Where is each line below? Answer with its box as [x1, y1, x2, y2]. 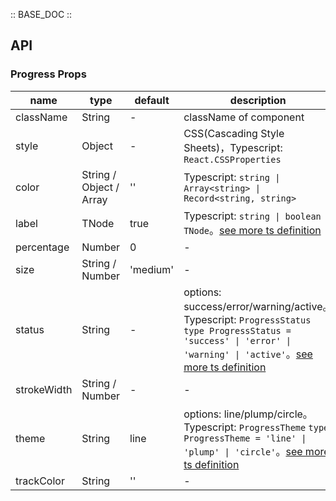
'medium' [129, 262, 175, 276]
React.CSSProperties [183, 154, 282, 165]
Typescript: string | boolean [183, 209, 322, 223]
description [229, 93, 287, 107]
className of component [183, 110, 305, 124]
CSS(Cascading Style [183, 126, 285, 140]
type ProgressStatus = [183, 325, 292, 336]
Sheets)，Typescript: [183, 140, 283, 154]
